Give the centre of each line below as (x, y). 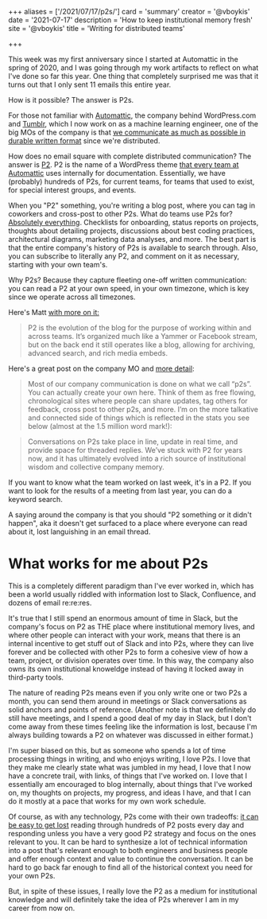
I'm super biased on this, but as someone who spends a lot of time (117, 750)
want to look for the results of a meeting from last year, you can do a (120, 491)
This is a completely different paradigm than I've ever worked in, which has (131, 586)
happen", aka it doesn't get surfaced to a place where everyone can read (128, 523)
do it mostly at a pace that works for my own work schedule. (107, 801)
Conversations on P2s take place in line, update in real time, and (133, 442)
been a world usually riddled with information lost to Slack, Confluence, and (132, 594)
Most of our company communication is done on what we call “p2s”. (139, 384)
